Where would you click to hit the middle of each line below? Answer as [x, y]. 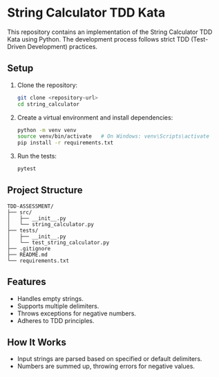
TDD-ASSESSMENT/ [30, 206]
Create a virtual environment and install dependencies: [95, 117]
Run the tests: [37, 156]
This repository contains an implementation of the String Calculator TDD [110, 32]
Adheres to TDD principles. [56, 320]
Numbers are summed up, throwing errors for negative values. [106, 366]
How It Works [37, 343]
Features [27, 282]
